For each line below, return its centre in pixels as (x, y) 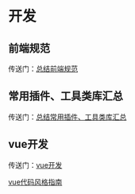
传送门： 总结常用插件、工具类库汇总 (67, 117)
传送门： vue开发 (35, 165)
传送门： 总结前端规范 (43, 69)
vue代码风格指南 (35, 182)
